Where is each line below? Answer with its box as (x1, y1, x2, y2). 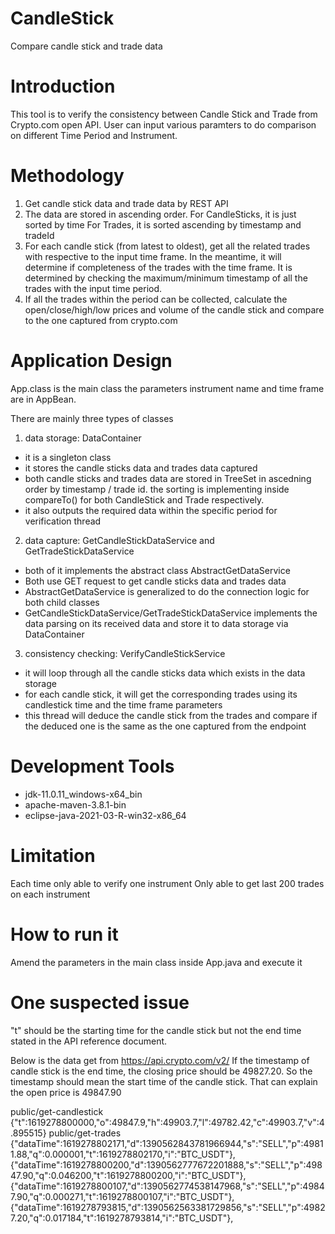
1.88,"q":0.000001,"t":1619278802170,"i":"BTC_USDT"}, (10, 1148, 236, 1160)
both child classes (24, 596, 100, 608)
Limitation (10, 844, 96, 867)
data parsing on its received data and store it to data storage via (24, 617, 289, 629)
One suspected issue (10, 991, 190, 1014)
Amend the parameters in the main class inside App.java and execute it (10, 956, 303, 968)
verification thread (24, 515, 102, 527)
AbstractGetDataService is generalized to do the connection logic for (24, 585, 310, 597)
